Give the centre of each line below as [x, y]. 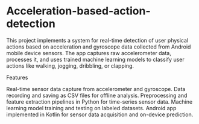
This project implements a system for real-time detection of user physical [97, 40]
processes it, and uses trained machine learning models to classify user [96, 59]
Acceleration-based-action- [78, 11]
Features [17, 77]
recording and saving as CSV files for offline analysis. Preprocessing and [97, 95]
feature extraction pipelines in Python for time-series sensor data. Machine [99, 102]
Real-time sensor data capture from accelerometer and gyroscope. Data [96, 89]
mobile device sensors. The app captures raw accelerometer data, [89, 53]
